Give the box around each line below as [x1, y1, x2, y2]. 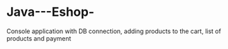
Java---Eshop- [6, 4, 95, 20]
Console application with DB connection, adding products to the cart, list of [6, 27, 221, 35]
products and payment [6, 34, 71, 42]
